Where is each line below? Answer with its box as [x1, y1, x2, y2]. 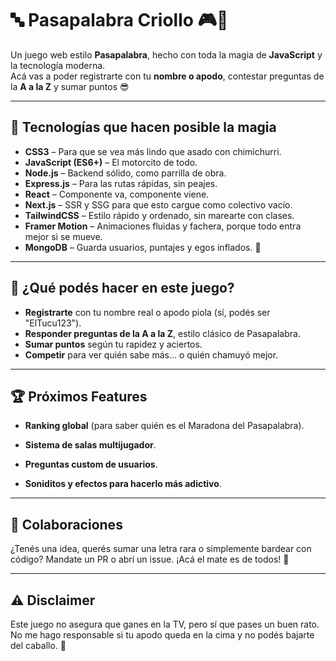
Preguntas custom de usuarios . [24, 458, 158, 471]
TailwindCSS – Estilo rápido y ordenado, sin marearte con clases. [24, 209, 295, 221]
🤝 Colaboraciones [10, 516, 123, 533]
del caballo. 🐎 [10, 640, 67, 651]
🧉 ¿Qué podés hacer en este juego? [10, 280, 235, 297]
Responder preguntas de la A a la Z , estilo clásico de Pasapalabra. [24, 327, 301, 339]
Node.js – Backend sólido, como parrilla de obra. [24, 167, 227, 179]
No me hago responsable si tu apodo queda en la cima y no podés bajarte [10, 629, 315, 641]
